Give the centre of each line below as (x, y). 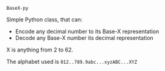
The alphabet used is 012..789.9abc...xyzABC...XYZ (72, 62)
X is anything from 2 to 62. (40, 50)
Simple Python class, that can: (44, 20)
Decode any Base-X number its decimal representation (84, 38)
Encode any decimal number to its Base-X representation (87, 31)
